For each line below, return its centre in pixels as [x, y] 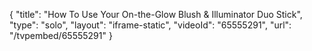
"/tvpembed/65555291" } [61, 35]
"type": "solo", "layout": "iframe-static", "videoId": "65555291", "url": [150, 25]
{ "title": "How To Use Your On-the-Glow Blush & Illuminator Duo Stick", [156, 14]
